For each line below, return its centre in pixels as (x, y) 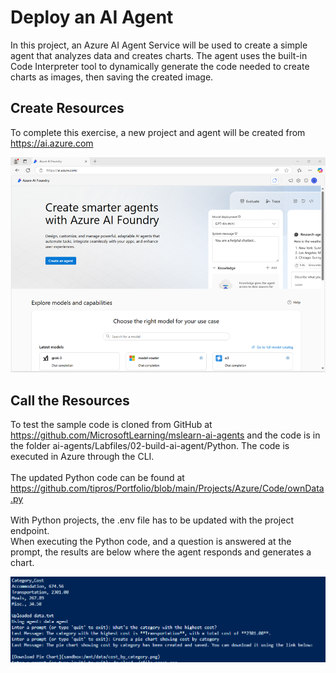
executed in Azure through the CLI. (82, 457)
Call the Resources (70, 400)
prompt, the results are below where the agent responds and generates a (161, 552)
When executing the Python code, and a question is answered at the (151, 542)
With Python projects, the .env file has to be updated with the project (152, 520)
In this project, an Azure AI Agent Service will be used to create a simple (159, 45)
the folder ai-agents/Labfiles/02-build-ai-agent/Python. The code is (150, 446)
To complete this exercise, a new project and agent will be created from (158, 132)
